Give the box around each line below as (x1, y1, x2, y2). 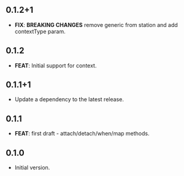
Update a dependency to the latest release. (14, 96, 124, 103)
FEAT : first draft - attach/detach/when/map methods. (14, 130, 150, 137)
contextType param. (14, 28, 66, 35)
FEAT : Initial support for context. (14, 61, 97, 69)
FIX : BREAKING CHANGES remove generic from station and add (14, 21, 178, 28)
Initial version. (14, 164, 50, 171)
